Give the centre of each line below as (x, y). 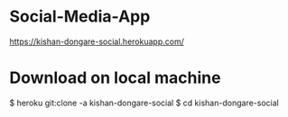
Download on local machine (115, 78)
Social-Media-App (80, 17)
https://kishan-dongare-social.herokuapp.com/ (97, 41)
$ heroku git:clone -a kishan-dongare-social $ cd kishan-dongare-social (144, 103)
